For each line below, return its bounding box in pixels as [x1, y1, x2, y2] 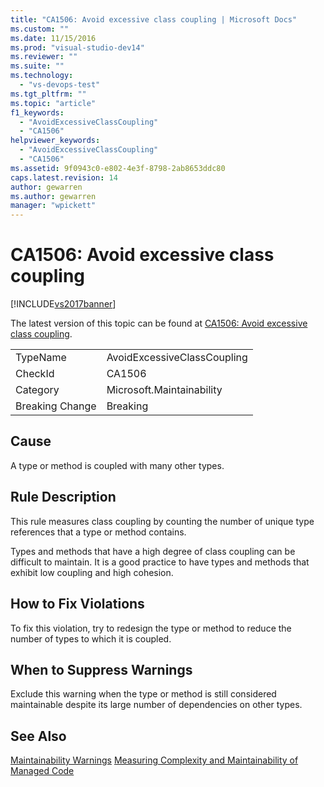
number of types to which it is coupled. [10, 632, 172, 645]
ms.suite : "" [10, 61, 65, 71]
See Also [10, 727, 67, 745]
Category [15, 383, 60, 397]
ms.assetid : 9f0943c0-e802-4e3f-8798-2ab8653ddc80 [10, 163, 226, 173]
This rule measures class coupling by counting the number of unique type [10, 515, 315, 527]
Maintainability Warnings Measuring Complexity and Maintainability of [10, 754, 299, 766]
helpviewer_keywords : [10, 136, 101, 146]
